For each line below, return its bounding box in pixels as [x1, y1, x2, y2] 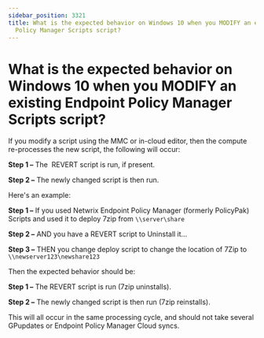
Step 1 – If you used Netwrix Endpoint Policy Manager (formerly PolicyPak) [8, 206, 250, 215]
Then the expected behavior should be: [8, 267, 136, 277]
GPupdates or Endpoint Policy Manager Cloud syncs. [8, 321, 180, 331]
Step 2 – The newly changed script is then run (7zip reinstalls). [8, 297, 211, 307]
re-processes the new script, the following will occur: [8, 145, 181, 154]
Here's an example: [8, 191, 71, 200]
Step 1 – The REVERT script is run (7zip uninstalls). [8, 282, 171, 292]
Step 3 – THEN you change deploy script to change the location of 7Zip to [8, 245, 247, 254]
